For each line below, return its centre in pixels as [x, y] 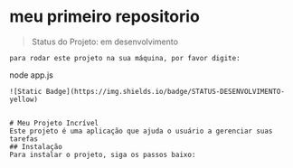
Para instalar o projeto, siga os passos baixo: [103, 154]
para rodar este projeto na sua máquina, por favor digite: [125, 58]
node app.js [32, 75]
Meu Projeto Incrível [58, 123]
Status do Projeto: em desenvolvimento [105, 42]
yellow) [24, 99]
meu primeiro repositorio [105, 17]
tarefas [24, 139]
